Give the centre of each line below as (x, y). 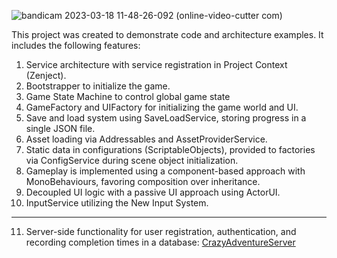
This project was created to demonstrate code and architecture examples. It (167, 34)
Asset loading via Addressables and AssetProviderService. (146, 139)
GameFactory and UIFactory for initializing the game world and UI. (162, 107)
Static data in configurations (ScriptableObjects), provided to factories (170, 149)
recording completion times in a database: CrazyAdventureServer (160, 242)
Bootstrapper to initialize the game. (98, 86)
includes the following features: (76, 45)
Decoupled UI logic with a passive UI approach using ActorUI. (153, 192)
